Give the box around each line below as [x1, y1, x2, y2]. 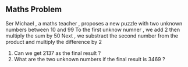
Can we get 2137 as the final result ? [13, 49, 101, 57]
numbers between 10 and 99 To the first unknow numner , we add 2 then [5, 26, 180, 33]
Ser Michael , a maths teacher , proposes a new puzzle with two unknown [5, 20, 183, 27]
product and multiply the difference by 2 [5, 38, 102, 45]
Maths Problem [5, 5, 62, 14]
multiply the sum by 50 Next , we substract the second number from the [5, 32, 179, 39]
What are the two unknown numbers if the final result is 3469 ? [13, 55, 165, 62]
